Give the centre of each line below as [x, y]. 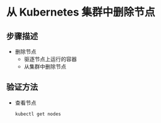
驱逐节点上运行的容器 [50, 59]
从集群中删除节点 [45, 67]
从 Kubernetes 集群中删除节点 [81, 12]
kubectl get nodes [38, 114]
